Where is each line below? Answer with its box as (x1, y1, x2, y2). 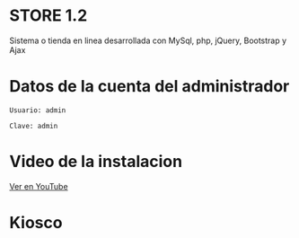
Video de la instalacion (9, 152, 182, 172)
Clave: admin (9, 121, 58, 130)
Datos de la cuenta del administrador (9, 76, 290, 97)
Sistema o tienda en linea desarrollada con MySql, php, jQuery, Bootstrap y (9, 35, 287, 46)
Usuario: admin (9, 105, 66, 115)
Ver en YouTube (9, 181, 69, 191)
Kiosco (9, 213, 63, 233)
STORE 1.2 (9, 5, 88, 26)
